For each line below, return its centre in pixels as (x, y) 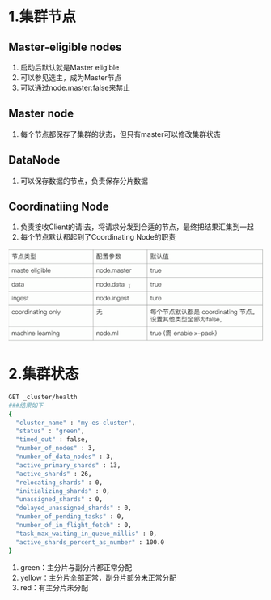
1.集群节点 (42, 17)
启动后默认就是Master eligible (70, 67)
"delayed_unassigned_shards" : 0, (74, 508)
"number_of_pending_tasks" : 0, (70, 517)
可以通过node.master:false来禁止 (75, 87)
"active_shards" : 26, (54, 474)
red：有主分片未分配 (54, 587)
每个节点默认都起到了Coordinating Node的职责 (98, 237)
